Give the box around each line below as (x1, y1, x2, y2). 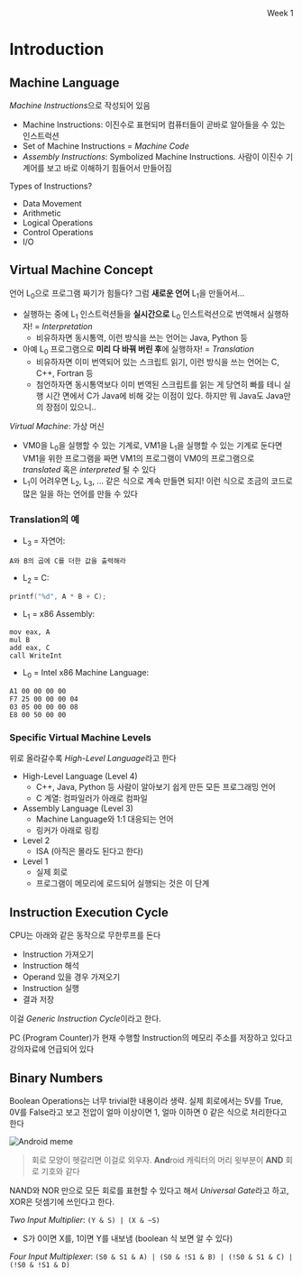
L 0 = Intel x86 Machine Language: (22, 667, 150, 680)
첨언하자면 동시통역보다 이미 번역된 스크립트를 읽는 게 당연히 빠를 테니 (35, 379, 282, 390)
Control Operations (22, 227, 94, 237)
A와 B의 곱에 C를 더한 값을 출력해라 (9, 556, 126, 565)
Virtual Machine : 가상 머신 (9, 421, 105, 432)
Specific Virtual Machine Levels (9, 731, 151, 744)
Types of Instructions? (9, 180, 93, 191)
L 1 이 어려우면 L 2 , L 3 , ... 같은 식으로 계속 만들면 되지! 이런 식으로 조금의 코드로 (22, 475, 293, 488)
